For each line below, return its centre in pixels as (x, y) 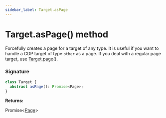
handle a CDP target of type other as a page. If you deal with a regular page (83, 53)
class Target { (21, 82)
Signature (17, 72)
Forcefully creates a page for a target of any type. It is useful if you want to (82, 48)
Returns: (14, 101)
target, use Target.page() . (32, 59)
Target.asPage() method (57, 34)
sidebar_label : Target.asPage (37, 10)
